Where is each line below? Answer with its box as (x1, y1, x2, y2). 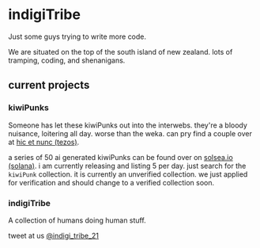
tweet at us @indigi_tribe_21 (8, 231, 100, 240)
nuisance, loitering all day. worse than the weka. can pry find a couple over (8, 128, 253, 138)
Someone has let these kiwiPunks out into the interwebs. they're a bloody (8, 120, 247, 130)
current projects (8, 78, 90, 92)
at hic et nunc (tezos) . (8, 137, 80, 147)
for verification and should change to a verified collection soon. (8, 177, 215, 187)
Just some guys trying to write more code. (8, 32, 147, 41)
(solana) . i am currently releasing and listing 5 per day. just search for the (8, 161, 247, 170)
